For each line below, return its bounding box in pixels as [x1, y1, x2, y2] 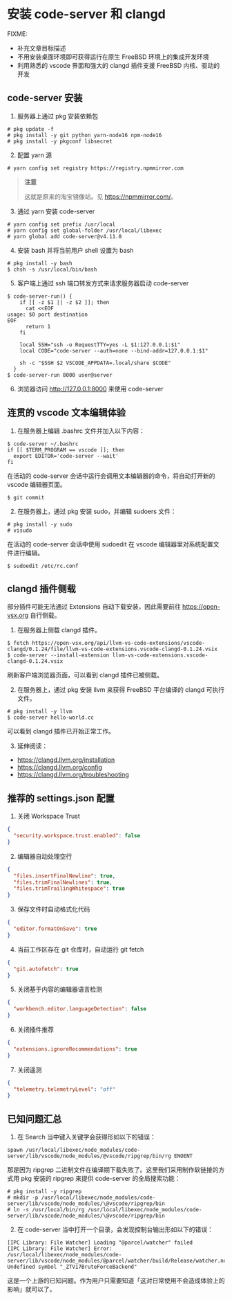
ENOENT [173, 1152, 193, 1160]
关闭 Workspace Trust [17, 812, 81, 821]
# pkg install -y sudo [7, 521, 72, 528]
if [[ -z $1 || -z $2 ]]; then [19, 299, 110, 305]
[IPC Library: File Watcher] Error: [7, 1245, 113, 1252]
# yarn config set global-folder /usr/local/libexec [7, 226, 162, 234]
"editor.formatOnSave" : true [13, 925, 97, 932]
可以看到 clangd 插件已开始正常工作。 [7, 727, 115, 736]
